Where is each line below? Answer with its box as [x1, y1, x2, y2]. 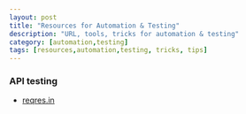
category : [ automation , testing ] [9, 37, 128, 47]
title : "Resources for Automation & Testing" [9, 21, 180, 30]
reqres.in [21, 95, 55, 106]
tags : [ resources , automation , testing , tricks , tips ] [9, 46, 208, 55]
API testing [9, 75, 58, 87]
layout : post [9, 12, 58, 22]
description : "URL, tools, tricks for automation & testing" [9, 29, 240, 38]
